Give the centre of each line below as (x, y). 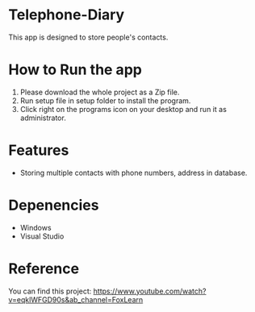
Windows (36, 227)
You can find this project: (50, 291)
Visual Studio (42, 236)
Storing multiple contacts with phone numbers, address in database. (134, 173)
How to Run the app (75, 70)
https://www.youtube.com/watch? (150, 291)
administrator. (43, 118)
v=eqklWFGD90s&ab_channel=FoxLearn (76, 299)
